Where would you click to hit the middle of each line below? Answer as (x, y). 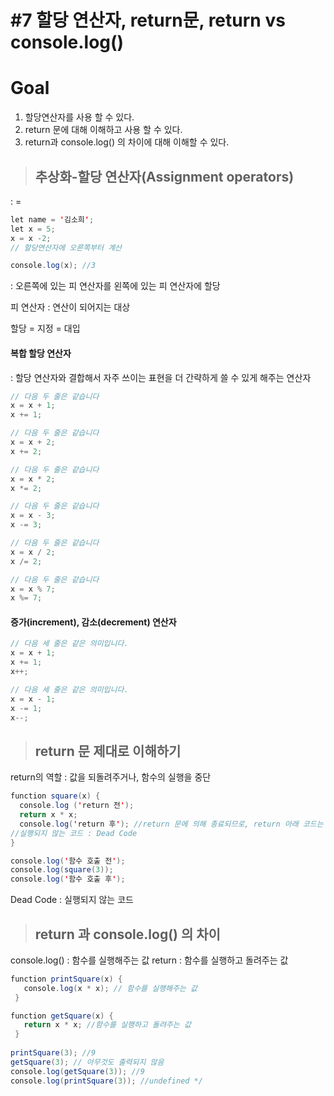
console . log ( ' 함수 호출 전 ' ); (68, 861)
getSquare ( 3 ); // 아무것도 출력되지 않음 (87, 1062)
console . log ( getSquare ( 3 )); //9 (77, 1071)
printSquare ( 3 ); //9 (53, 1053)
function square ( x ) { (55, 796)
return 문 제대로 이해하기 (108, 751)
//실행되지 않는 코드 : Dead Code (74, 833)
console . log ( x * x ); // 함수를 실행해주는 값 (110, 988)
